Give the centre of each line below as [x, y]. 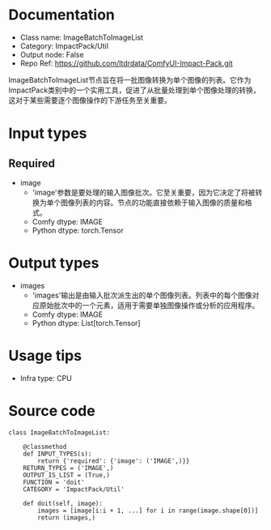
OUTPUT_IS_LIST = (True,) [67, 475]
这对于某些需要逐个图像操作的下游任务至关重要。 [90, 100]
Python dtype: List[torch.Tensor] [86, 323]
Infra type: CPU [46, 378]
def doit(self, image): [63, 503]
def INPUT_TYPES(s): [57, 454]
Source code [52, 411]
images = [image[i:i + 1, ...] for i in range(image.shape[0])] [148, 511]
